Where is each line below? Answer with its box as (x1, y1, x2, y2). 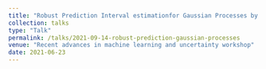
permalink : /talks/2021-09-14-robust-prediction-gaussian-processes (8, 33, 241, 42)
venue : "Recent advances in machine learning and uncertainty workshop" (8, 41, 255, 49)
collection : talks (8, 19, 69, 27)
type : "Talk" (8, 26, 52, 34)
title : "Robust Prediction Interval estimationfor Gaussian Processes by (8, 11, 259, 20)
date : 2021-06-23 (8, 48, 66, 56)
